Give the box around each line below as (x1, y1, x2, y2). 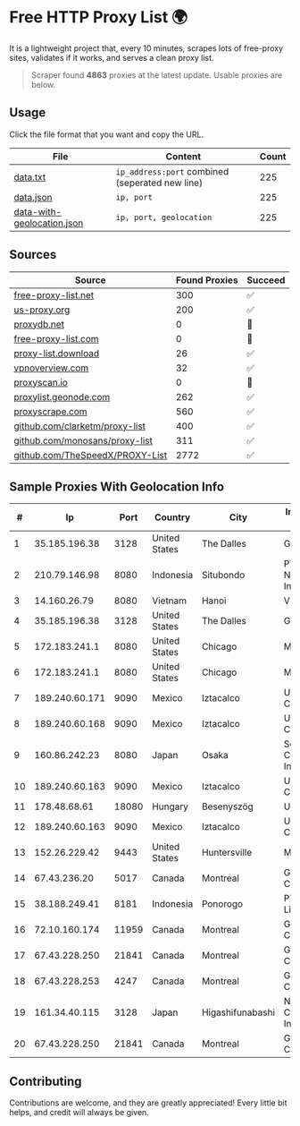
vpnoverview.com (13, 362, 89, 374)
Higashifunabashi (201, 1006, 275, 1019)
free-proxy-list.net (13, 288, 95, 301)
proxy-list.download (13, 346, 100, 359)
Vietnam (151, 594, 187, 607)
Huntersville (201, 847, 253, 859)
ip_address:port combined (115, 165, 229, 177)
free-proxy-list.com (13, 332, 100, 345)
